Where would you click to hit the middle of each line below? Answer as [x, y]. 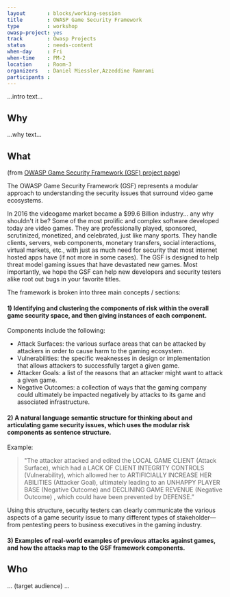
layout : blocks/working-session [64, 13]
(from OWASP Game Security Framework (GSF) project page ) [94, 173]
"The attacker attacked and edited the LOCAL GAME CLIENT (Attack [120, 461]
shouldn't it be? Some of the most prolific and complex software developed [113, 221]
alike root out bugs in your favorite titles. [64, 279]
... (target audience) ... [38, 585]
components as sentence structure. [59, 432]
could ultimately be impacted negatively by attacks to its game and [111, 395]
